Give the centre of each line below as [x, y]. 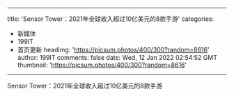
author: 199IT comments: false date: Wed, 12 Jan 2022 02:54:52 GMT [117, 57]
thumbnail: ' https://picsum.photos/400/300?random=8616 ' [102, 65]
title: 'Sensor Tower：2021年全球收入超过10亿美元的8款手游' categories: [111, 19]
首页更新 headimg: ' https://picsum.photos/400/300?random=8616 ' [114, 50]
